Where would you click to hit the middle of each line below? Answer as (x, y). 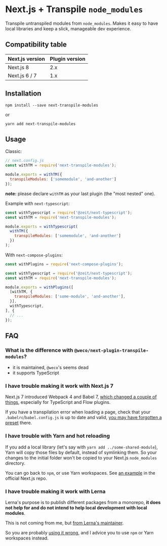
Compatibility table (36, 45)
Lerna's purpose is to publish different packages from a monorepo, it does (83, 503)
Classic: (13, 151)
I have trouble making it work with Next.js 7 (59, 386)
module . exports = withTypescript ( (42, 226)
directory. (15, 463)
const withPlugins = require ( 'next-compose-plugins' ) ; (64, 264)
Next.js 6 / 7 (22, 75)
